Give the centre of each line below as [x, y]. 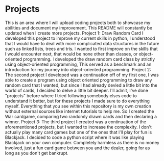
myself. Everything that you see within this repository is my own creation [78, 106]
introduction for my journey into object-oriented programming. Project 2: [78, 69]
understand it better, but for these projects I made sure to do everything [78, 101]
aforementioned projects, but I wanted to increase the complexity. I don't [78, 127]
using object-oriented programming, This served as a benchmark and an [78, 64]
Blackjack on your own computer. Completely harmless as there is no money [82, 142]
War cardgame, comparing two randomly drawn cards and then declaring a [81, 116]
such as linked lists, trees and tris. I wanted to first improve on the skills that [82, 49]
